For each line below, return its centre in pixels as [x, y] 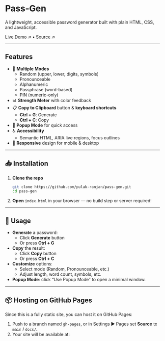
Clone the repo [27, 178]
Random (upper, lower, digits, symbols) [59, 74]
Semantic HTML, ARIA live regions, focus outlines [70, 137]
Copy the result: [28, 248]
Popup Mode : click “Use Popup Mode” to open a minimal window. [79, 280]
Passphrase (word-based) [46, 89]
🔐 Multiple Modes [30, 69]
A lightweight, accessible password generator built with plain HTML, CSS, [80, 22]
